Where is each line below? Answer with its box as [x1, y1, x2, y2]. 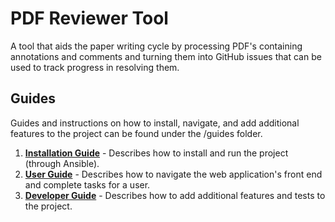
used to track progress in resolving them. [10, 61, 180, 73]
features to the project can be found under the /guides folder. [10, 127, 263, 139]
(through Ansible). [24, 157, 100, 169]
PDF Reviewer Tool [10, 7, 169, 30]
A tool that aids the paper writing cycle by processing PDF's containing [10, 40, 303, 52]
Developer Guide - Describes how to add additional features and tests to [24, 189, 326, 201]
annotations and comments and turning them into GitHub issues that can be [10, 50, 322, 62]
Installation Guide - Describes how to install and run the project [24, 147, 289, 159]
